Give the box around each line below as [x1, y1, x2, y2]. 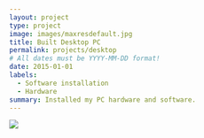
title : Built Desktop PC [9, 37, 101, 47]
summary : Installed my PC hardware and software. [9, 95, 197, 104]
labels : [9, 71, 38, 80]
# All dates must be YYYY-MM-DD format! [9, 54, 161, 63]
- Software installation [17, 79, 109, 88]
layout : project [9, 12, 69, 22]
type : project [9, 21, 62, 30]
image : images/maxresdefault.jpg [9, 29, 133, 38]
